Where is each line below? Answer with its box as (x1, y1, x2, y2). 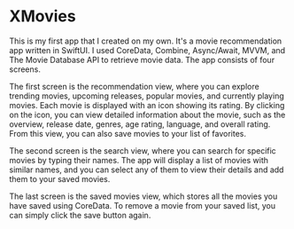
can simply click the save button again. (9, 209, 151, 220)
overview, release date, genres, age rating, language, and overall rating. (9, 118, 271, 130)
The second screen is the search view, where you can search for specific (9, 145, 276, 156)
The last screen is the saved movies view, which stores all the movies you (9, 191, 278, 201)
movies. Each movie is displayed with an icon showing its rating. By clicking (9, 99, 285, 110)
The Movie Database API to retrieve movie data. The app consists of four (9, 54, 275, 65)
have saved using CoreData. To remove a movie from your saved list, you (9, 200, 276, 210)
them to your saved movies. (9, 173, 111, 184)
